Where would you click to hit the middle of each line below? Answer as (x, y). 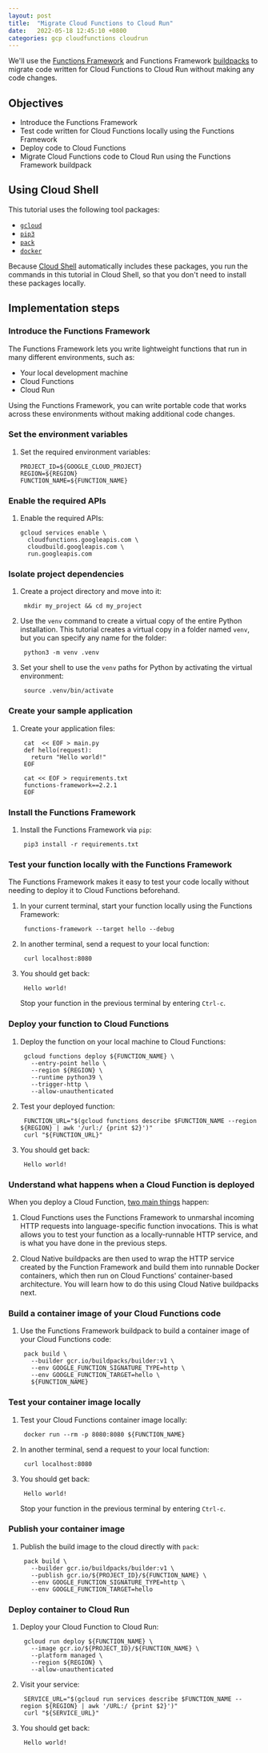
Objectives (36, 103)
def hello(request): (58, 750)
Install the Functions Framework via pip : (86, 830)
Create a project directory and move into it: (91, 592)
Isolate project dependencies (66, 574)
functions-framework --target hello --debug (99, 929)
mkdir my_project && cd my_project (83, 606)
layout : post (30, 16)
